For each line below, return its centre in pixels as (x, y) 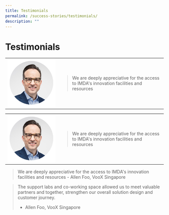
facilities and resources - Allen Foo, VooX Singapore (71, 177)
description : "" (22, 21)
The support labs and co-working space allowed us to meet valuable (89, 187)
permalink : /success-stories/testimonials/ (52, 16)
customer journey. (36, 198)
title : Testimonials (27, 11)
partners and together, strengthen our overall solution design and (85, 192)
